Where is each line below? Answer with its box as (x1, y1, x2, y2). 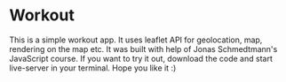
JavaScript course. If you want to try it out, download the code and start (9, 53, 273, 63)
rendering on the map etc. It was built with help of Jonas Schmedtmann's (9, 43, 278, 54)
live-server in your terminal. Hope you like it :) (9, 63, 177, 73)
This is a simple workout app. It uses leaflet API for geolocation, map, (9, 34, 263, 45)
